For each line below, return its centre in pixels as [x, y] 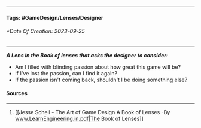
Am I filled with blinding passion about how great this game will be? [98, 67]
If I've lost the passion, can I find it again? [66, 73]
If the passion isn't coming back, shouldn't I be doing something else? [101, 80]
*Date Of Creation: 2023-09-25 [45, 31]
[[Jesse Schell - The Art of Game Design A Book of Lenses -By [92, 112]
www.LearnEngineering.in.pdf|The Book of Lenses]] [79, 118]
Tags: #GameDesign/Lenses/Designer [55, 17]
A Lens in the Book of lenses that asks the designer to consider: [87, 55]
